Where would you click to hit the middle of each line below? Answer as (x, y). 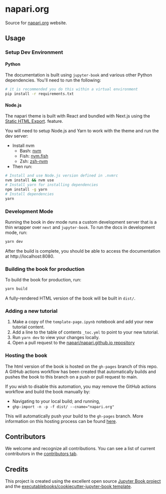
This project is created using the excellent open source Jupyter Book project (83, 481)
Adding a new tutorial (31, 311)
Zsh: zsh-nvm (34, 161)
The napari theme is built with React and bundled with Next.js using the (78, 116)
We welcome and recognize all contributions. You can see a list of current (80, 449)
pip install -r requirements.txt (40, 94)
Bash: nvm (30, 151)
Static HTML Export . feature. (34, 121)
